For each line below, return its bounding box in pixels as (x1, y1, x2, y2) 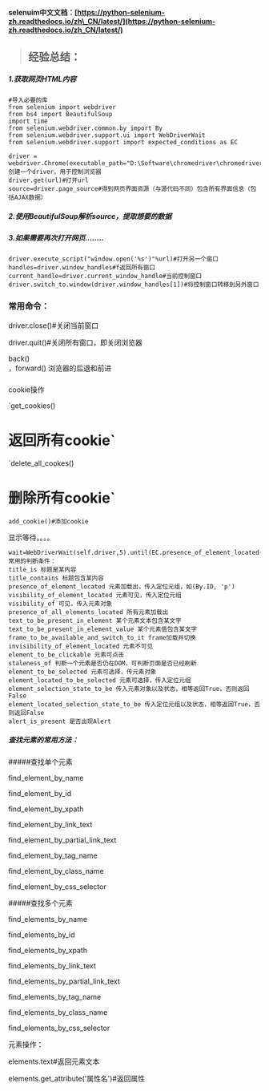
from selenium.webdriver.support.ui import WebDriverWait (8, 131, 206, 139)
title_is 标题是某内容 (8, 565, 77, 573)
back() (8, 354, 30, 363)
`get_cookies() (8, 401, 56, 410)
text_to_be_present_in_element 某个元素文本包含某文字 (8, 616, 182, 624)
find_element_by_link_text (8, 819, 93, 829)
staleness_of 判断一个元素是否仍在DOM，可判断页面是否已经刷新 (8, 659, 198, 667)
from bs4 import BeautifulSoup (8, 110, 113, 118)
